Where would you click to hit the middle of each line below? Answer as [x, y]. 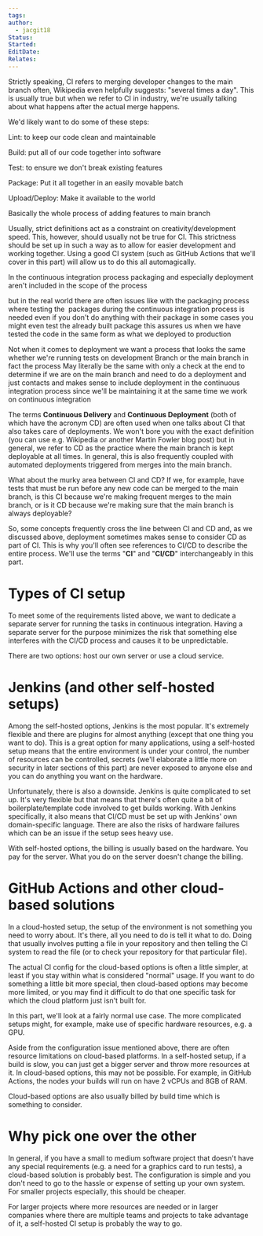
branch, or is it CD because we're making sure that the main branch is [121, 504]
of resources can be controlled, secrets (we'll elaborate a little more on [122, 759]
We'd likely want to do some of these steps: [79, 122]
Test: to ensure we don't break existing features [86, 167]
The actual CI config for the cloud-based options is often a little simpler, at [128, 966]
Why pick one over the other [102, 1136]
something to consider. [45, 1104]
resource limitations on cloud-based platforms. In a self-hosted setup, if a [127, 1056]
